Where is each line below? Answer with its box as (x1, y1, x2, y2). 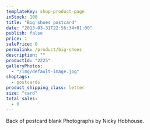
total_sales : (6, 95, 38, 101)
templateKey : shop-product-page (6, 8, 85, 15)
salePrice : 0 (6, 42, 38, 47)
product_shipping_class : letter (6, 85, 85, 91)
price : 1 (6, 36, 27, 42)
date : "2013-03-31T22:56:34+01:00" (6, 25, 93, 31)
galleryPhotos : (6, 63, 43, 69)
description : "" (6, 52, 46, 58)
